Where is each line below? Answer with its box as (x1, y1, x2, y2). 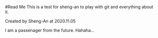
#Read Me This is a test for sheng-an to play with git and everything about (5, 4, 154, 9)
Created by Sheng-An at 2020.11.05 (5, 19, 76, 24)
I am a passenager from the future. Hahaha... (5, 28, 95, 33)
